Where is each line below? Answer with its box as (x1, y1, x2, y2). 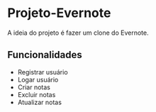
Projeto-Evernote (7, 5, 111, 21)
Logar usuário (17, 75, 59, 84)
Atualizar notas (17, 98, 62, 106)
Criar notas (17, 83, 51, 91)
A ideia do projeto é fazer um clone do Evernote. (7, 28, 149, 37)
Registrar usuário (17, 67, 69, 76)
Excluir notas (17, 90, 56, 99)
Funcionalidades (7, 49, 83, 61)
